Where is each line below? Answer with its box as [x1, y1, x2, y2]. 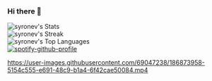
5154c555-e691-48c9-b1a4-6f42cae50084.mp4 [7, 66, 148, 75]
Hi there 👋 [7, 6, 42, 16]
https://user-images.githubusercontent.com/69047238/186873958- [7, 58, 205, 67]
